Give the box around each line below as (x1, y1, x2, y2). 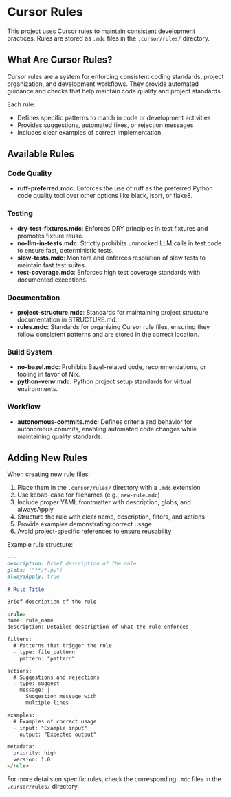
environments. (16, 385, 58, 393)
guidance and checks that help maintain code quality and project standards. (7, 87, 223, 95)
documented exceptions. (16, 276, 88, 284)
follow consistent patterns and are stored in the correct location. (16, 330, 199, 339)
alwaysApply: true (7, 573, 60, 581)
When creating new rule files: (7, 470, 91, 478)
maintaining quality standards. (16, 432, 103, 440)
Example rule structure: (7, 541, 74, 549)
